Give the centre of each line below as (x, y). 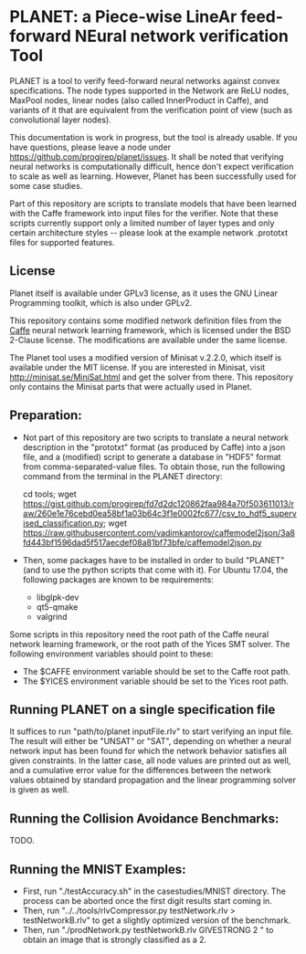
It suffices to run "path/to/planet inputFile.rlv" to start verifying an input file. (152, 731)
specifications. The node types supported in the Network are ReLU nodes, (149, 90)
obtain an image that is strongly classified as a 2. (115, 939)
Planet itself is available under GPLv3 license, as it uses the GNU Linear (144, 293)
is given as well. (40, 790)
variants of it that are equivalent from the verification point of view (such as (151, 110)
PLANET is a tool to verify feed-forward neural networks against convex (145, 80)
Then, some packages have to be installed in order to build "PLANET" (153, 560)
